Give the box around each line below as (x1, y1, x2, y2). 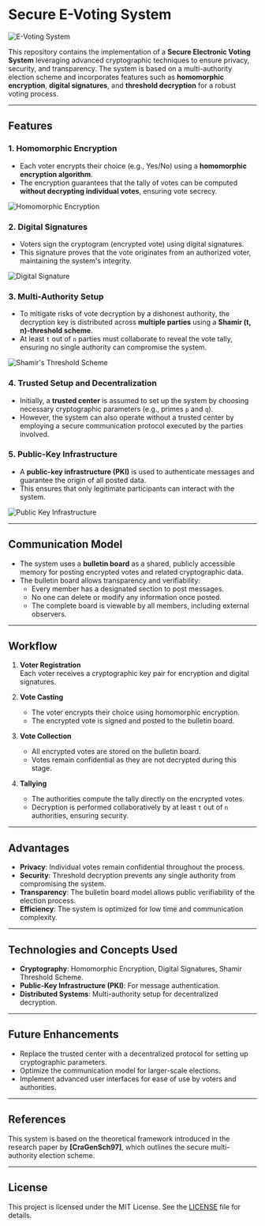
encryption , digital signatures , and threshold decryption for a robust (8, 81, 237, 90)
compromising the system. (19, 879, 106, 888)
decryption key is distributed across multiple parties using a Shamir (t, (19, 318, 252, 327)
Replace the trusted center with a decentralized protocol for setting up (19, 1049, 248, 1058)
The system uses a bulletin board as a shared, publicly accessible (19, 559, 235, 568)
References (8, 1113, 66, 1126)
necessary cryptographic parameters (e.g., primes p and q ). (19, 404, 214, 413)
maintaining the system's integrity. (19, 255, 132, 266)
